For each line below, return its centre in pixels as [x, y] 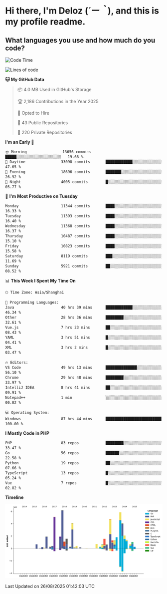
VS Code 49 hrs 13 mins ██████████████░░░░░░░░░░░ [83, 368]
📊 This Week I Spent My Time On [40, 281]
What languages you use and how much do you [80, 40]
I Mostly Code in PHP [27, 433]
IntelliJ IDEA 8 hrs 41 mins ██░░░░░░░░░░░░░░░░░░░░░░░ [83, 388]
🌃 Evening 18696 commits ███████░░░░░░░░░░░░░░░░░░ [83, 172]
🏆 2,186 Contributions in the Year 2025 [58, 101]
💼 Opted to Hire [33, 113]
